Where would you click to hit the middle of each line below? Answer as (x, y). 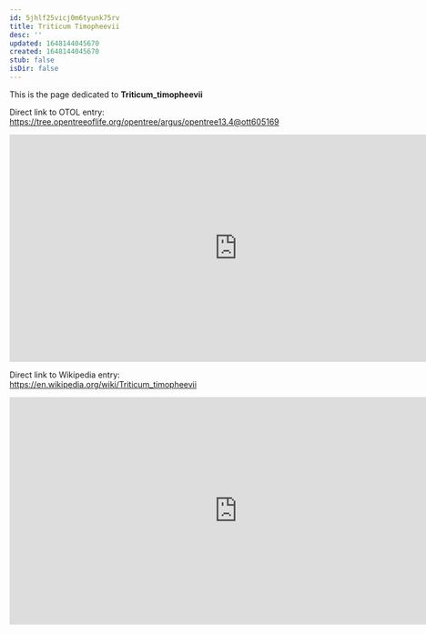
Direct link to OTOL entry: (57, 112)
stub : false (32, 60)
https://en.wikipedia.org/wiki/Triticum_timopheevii (103, 384)
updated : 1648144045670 (55, 43)
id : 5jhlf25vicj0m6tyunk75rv (65, 18)
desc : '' (26, 35)
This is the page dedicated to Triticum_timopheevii (106, 94)
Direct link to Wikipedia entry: (65, 375)
